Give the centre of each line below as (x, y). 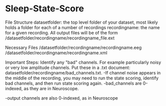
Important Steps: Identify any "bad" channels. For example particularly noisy (83, 62)
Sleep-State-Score (45, 9)
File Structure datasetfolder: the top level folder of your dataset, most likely (82, 22)
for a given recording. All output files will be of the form (61, 33)
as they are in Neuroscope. (52, 88)
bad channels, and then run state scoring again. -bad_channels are (74, 83)
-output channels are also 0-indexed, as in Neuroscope (61, 98)
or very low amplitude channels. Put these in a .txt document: (68, 68)
